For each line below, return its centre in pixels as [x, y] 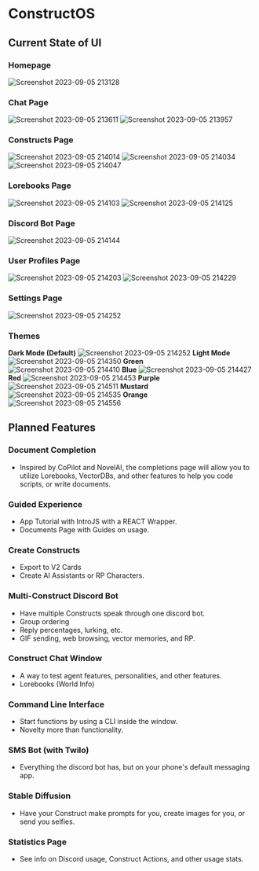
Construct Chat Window [55, 659]
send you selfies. [47, 821]
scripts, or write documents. [65, 483]
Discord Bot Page [42, 223]
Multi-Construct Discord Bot [64, 596]
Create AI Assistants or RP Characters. [82, 575]
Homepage [29, 65]
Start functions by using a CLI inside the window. [98, 722]
